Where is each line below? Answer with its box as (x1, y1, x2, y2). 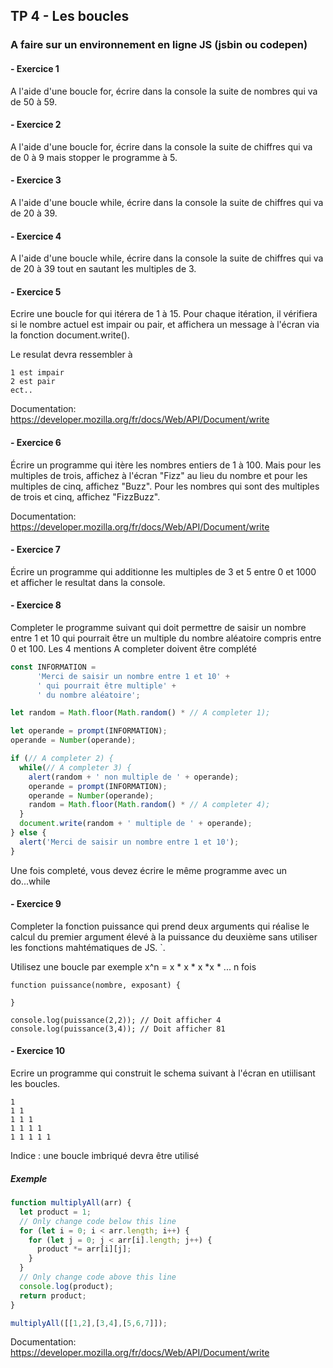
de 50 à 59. (10, 95, 58, 108)
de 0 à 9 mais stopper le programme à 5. (10, 151, 178, 163)
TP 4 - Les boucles (10, 8, 130, 25)
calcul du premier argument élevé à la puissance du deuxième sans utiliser (10, 930, 318, 943)
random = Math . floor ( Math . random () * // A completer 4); (28, 800, 271, 810)
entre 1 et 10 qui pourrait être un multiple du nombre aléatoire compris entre (10, 632, 322, 644)
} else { (10, 828, 47, 838)
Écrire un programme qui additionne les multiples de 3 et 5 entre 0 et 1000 (10, 565, 317, 578)
